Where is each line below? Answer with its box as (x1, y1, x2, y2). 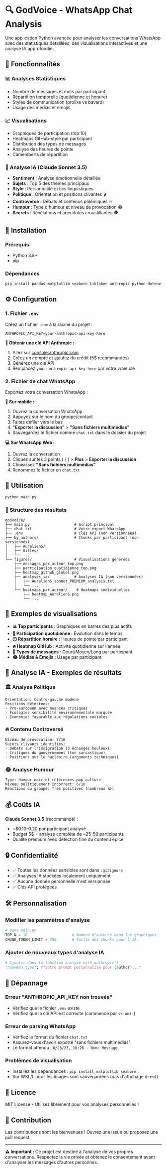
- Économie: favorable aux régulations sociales (5, 714, 108, 720)
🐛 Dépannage (5, 979, 48, 987)
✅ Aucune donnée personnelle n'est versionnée (12, 878, 111, 884)
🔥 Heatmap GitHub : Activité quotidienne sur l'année (12, 643, 121, 649)
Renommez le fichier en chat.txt (12, 467, 81, 473)
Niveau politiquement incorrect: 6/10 (5, 782, 85, 787)
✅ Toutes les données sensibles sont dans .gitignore (12, 867, 123, 873)
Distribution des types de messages (12, 141, 86, 146)
